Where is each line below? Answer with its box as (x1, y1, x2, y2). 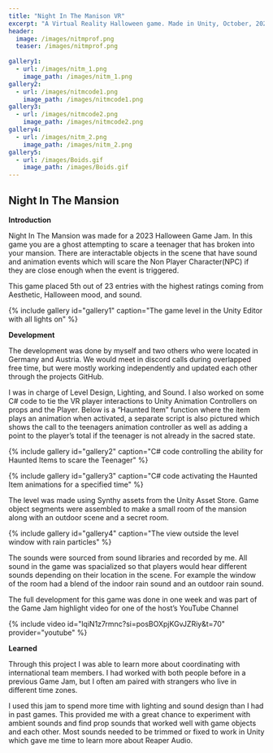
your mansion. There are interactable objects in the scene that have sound (8, 247, 258, 257)
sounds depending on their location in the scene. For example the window (8, 570, 257, 580)
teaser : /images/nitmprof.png (15, 42, 118, 50)
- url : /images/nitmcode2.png (15, 111, 118, 119)
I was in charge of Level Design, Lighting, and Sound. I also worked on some (8, 387, 264, 397)
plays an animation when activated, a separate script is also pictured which (8, 413, 260, 423)
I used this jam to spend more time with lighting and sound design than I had (8, 701, 264, 711)
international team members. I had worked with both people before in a (8, 668, 246, 677)
